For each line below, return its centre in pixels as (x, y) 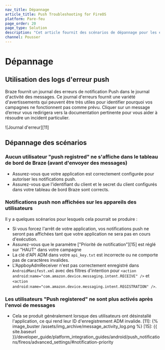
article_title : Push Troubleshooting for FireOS (56, 14)
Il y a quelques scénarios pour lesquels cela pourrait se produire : (71, 219)
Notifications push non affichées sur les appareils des (71, 202)
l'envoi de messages (30, 305)
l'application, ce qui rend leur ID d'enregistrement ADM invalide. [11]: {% (85, 321)
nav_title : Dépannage (27, 10)
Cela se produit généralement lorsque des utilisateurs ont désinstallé (82, 316)
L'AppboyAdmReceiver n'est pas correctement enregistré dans (75, 265)
